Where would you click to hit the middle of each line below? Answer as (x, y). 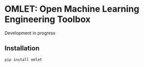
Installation (22, 48)
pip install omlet (23, 60)
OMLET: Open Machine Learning (72, 9)
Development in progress (30, 33)
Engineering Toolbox (48, 19)
